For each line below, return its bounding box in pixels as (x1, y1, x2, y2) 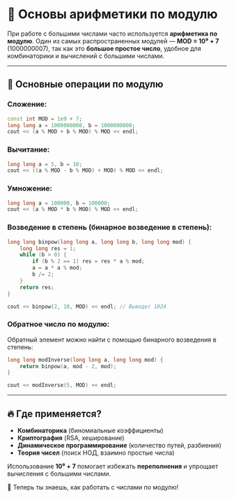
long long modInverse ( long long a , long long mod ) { (7, 356, 164, 363)
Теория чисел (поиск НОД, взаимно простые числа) (17, 448, 175, 457)
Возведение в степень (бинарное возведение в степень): (7, 223, 212, 233)
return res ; (19, 284, 54, 291)
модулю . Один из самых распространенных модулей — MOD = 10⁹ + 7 (7, 36, 219, 45)
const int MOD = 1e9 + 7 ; (7, 115, 82, 122)
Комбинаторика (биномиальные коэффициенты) (17, 426, 164, 434)
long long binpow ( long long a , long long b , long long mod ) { (7, 238, 192, 245)
